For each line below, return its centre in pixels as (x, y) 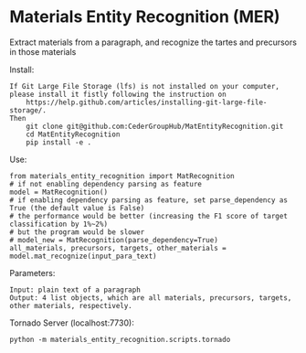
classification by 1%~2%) (58, 224)
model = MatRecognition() (58, 192)
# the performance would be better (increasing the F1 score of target (148, 216)
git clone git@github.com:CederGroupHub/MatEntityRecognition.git (155, 126)
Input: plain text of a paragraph (75, 290)
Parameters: (32, 273)
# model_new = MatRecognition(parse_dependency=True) (114, 240)
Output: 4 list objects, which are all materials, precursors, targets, (151, 298)
